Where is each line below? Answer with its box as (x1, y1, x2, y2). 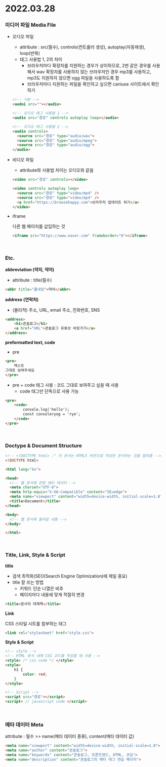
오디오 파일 (12, 34, 34, 40)
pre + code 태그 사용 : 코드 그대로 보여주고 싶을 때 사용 (12, 382, 119, 388)
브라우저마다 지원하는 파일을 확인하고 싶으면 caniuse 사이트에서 (27, 81, 150, 87)
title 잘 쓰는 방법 (12, 579, 44, 585)
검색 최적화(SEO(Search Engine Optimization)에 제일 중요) (12, 573, 127, 579)
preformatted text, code (5, 339, 55, 346)
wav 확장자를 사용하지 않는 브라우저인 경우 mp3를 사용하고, (36, 69, 152, 75)
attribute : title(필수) (12, 277, 52, 283)
